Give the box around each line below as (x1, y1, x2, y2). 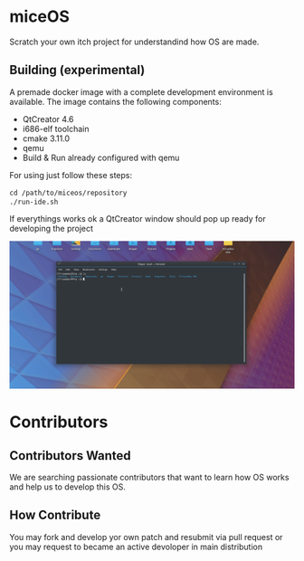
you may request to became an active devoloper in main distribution (9, 541, 263, 552)
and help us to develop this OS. (9, 481, 127, 492)
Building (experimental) (9, 62, 146, 78)
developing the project (9, 223, 93, 233)
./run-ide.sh (9, 197, 59, 206)
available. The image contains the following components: (9, 96, 222, 107)
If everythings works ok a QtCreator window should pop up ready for (9, 213, 267, 223)
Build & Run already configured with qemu (22, 152, 180, 163)
